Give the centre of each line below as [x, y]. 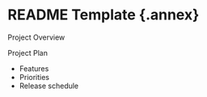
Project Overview [36, 37]
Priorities [34, 77]
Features [34, 68]
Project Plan [27, 53]
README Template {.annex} [103, 15]
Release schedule [49, 86]
